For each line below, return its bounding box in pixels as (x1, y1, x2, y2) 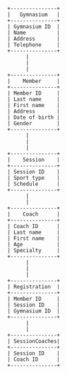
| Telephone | (7, 41, 60, 48)
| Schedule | (7, 180, 60, 187)
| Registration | (7, 283, 60, 290)
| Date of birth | (7, 114, 60, 121)
